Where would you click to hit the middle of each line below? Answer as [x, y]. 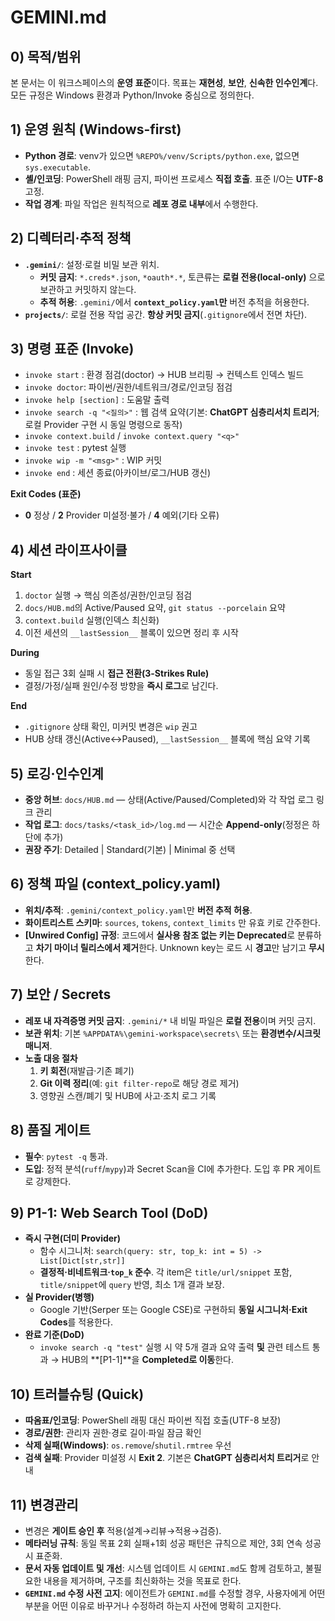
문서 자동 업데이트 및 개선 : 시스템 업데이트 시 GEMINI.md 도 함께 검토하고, [164, 1568]
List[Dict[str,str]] [82, 1261]
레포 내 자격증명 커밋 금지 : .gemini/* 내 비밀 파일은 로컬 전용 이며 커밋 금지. [170, 1020]
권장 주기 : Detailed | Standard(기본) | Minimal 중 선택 [130, 850]
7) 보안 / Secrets [61, 994]
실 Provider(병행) [59, 1297]
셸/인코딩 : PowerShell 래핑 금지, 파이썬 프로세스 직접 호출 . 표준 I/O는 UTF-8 [174, 178]
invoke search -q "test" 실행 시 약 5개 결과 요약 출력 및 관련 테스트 [174, 1347]
